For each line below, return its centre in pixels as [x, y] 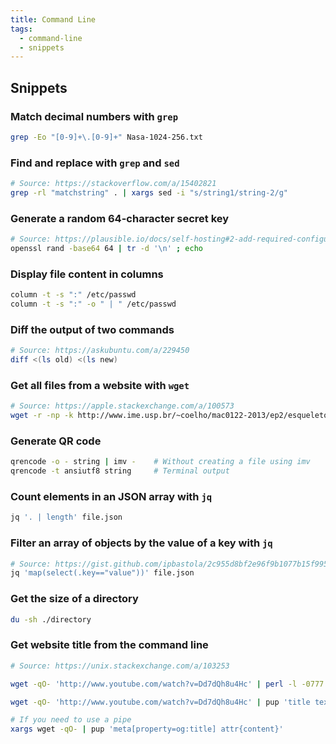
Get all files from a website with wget [100, 385]
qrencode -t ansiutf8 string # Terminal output [120, 471]
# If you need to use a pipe [71, 720]
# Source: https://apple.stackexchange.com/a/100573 [122, 406]
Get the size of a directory [74, 599]
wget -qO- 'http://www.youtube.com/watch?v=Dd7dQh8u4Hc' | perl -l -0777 [167, 684]
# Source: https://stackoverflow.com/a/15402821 [113, 184]
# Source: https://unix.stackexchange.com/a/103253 [120, 666]
